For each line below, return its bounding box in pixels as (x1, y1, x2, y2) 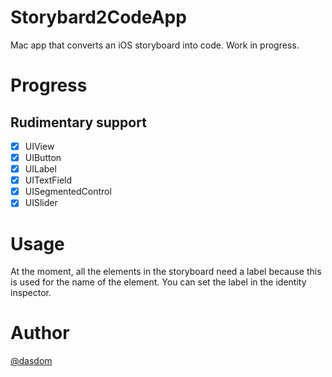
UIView (24, 140, 55, 152)
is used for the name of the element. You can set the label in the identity (10, 276, 307, 288)
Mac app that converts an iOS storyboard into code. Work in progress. (10, 39, 300, 51)
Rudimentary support (10, 114, 147, 131)
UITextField (24, 174, 73, 186)
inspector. (10, 287, 52, 299)
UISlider (24, 197, 58, 209)
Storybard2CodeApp (10, 6, 187, 29)
